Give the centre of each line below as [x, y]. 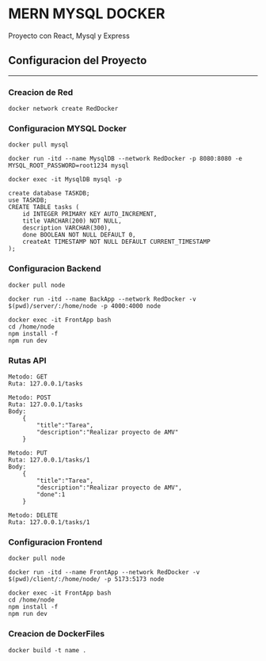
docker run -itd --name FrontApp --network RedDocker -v [104, 572]
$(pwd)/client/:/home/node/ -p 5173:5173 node [86, 579]
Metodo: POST [30, 397]
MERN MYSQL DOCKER [87, 14]
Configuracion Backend [55, 268]
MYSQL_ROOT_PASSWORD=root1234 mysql [68, 166]
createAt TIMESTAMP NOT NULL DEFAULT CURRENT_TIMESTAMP [117, 242]
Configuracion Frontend [55, 541]
